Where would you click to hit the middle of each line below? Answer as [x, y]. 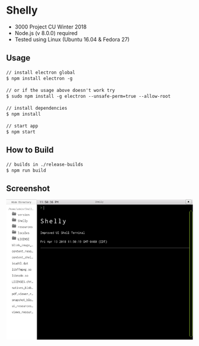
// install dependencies [37, 108]
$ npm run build [26, 170]
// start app [22, 126]
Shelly [22, 10]
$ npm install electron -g [39, 78]
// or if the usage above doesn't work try [61, 90]
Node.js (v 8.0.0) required [46, 33]
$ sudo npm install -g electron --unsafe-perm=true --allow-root [88, 96]
